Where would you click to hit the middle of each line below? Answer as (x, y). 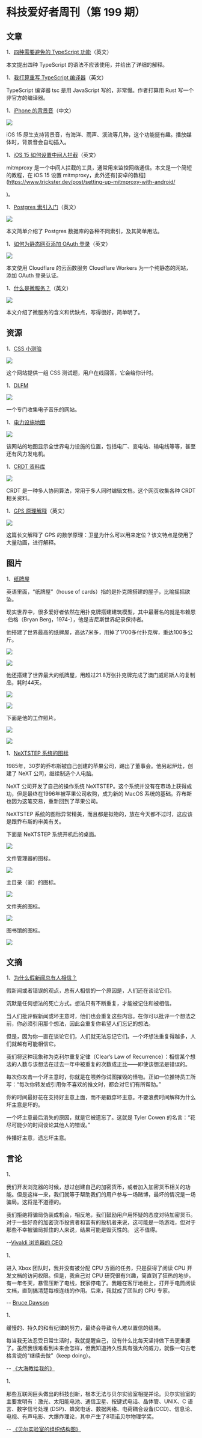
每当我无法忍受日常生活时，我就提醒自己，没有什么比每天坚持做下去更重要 (98, 1341)
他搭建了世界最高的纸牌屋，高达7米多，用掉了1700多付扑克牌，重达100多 (97, 632)
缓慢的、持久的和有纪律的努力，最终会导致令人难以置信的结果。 (85, 1328)
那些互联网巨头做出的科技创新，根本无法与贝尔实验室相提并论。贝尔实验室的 (101, 1394)
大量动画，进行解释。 (32, 542)
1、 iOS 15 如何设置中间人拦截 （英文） (53, 155)
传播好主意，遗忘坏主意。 (38, 1138)
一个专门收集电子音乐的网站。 (43, 409)
